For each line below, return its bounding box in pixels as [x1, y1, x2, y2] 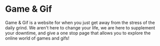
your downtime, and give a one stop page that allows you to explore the [5, 30, 151, 36]
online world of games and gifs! [5, 35, 70, 41]
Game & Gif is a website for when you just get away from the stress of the [5, 20, 155, 25]
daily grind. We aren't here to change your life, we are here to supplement [5, 24, 156, 30]
